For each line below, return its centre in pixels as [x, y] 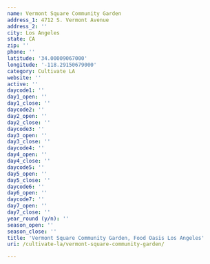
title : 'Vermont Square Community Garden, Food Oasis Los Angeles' [106, 238]
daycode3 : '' [26, 129]
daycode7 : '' [26, 200]
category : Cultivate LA [41, 71]
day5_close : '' [29, 180]
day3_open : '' [28, 135]
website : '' [24, 78]
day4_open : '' [28, 155]
